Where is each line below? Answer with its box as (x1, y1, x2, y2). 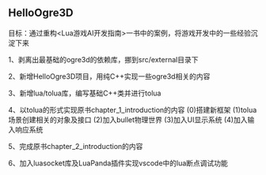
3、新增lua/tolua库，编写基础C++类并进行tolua (8, 88, 161, 98)
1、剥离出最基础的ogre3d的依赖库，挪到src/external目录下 (8, 54, 199, 64)
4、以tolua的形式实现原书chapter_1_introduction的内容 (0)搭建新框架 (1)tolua (8, 105, 257, 114)
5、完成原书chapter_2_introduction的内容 (8, 141, 143, 151)
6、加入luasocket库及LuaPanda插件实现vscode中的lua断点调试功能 (8, 158, 228, 168)
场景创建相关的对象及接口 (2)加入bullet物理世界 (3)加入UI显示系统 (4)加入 (8, 114, 248, 125)
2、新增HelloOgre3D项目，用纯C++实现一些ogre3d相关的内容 (8, 71, 211, 81)
